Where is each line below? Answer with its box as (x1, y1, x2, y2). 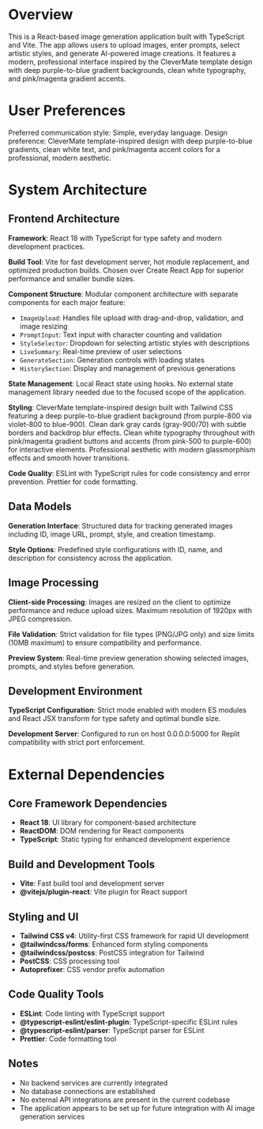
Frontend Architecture (8, 212, 120, 226)
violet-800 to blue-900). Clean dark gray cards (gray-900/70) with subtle (8, 419, 247, 429)
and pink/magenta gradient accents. (8, 74, 126, 83)
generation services (19, 1112, 85, 1121)
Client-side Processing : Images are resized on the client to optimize (8, 597, 231, 607)
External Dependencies (8, 765, 165, 784)
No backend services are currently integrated (19, 1078, 168, 1087)
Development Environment (8, 684, 143, 698)
